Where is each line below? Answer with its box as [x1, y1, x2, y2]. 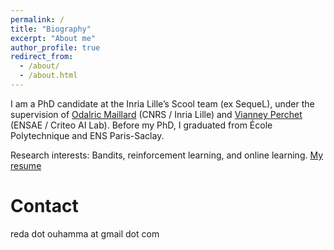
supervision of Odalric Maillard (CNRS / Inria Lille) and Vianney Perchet [10, 108, 303, 120]
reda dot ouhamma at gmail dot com [10, 227, 160, 240]
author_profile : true [10, 42, 101, 53]
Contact [10, 195, 79, 218]
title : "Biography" [10, 24, 92, 34]
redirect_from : [10, 52, 74, 62]
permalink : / [10, 14, 65, 25]
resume [10, 159, 42, 171]
